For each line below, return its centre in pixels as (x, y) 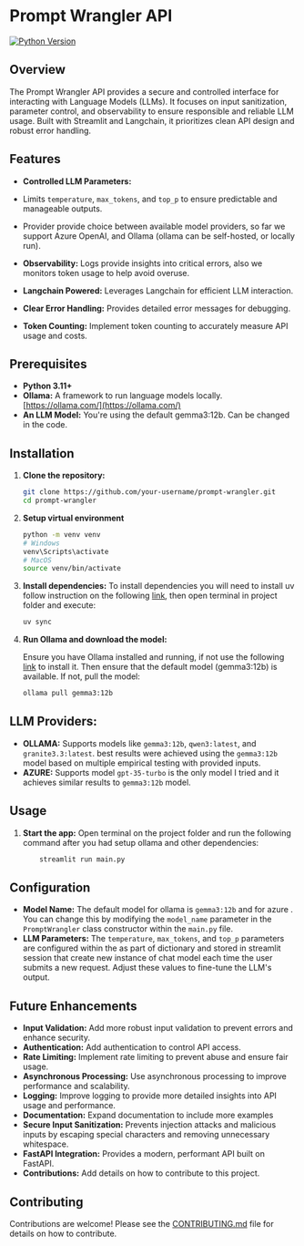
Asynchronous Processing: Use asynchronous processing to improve (154, 1076)
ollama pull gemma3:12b (68, 694)
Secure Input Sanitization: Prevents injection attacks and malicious (149, 1125)
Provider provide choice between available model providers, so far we (154, 226)
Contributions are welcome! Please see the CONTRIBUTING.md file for (142, 1224)
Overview (38, 70)
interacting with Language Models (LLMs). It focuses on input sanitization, (148, 101)
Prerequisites (48, 364)
